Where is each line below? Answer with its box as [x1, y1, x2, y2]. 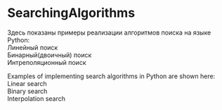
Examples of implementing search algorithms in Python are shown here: [7, 72, 216, 80]
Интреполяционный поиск [7, 58, 86, 66]
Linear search [7, 79, 47, 87]
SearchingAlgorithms [7, 5, 136, 21]
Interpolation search [7, 94, 65, 103]
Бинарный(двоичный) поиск [7, 51, 92, 59]
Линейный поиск [7, 43, 58, 51]
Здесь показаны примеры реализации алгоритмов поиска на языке [7, 28, 211, 37]
